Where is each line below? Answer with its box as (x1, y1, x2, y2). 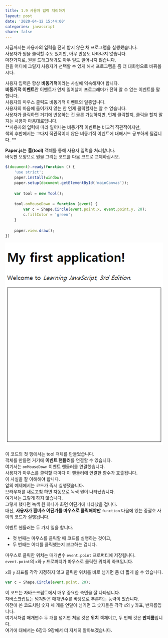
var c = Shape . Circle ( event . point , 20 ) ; (5, 580, 91, 585)
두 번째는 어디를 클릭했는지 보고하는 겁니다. (12, 541, 97, 548)
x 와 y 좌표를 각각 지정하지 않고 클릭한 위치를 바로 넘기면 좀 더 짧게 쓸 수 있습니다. (5, 569, 163, 575)
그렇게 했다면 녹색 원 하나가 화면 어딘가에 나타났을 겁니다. (5, 501, 118, 507)
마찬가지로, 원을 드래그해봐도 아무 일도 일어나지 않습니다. (5, 57, 116, 63)
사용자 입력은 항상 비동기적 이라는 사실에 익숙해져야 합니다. (5, 80, 119, 86)
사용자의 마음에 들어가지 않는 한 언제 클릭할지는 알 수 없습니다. (5, 106, 127, 112)
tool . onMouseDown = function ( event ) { (14, 202, 98, 207)
